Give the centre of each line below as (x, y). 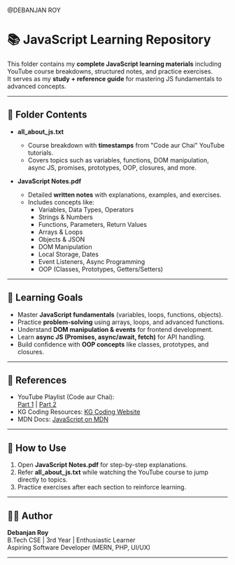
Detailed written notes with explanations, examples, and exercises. (124, 195)
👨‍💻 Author (30, 516)
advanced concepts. (37, 86)
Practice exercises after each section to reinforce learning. (102, 487)
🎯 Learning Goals (45, 298)
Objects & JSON (62, 239)
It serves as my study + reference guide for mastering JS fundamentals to (115, 78)
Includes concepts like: (61, 202)
